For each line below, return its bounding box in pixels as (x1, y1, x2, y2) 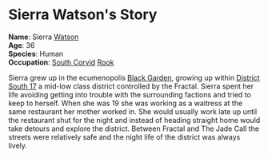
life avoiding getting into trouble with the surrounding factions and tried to (8, 89, 252, 99)
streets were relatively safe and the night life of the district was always (8, 132, 241, 141)
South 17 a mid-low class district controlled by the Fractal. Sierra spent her (8, 81, 254, 91)
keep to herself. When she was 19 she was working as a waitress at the (8, 98, 243, 108)
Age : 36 (8, 40, 35, 49)
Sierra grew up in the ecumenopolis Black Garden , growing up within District (8, 73, 260, 82)
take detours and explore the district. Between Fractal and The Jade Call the (8, 124, 260, 133)
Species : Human (8, 49, 64, 58)
